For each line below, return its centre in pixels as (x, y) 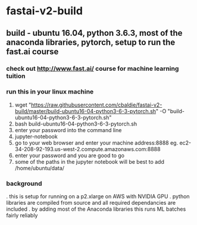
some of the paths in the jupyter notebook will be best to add (90, 161)
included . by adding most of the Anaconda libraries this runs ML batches (96, 209)
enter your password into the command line (68, 130)
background (24, 183)
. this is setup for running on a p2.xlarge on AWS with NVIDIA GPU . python (98, 196)
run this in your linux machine (50, 92)
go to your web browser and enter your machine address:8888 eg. (96, 143)
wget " (23, 105)
